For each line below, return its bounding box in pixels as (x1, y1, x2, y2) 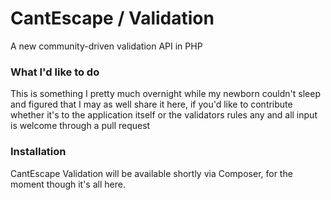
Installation (10, 145, 67, 159)
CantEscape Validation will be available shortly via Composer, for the (10, 167, 293, 179)
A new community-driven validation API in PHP (10, 40, 203, 52)
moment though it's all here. (10, 178, 126, 190)
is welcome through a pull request (10, 120, 151, 132)
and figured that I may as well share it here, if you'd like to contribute (10, 98, 293, 111)
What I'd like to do (10, 65, 100, 79)
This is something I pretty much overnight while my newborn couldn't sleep (10, 88, 321, 100)
